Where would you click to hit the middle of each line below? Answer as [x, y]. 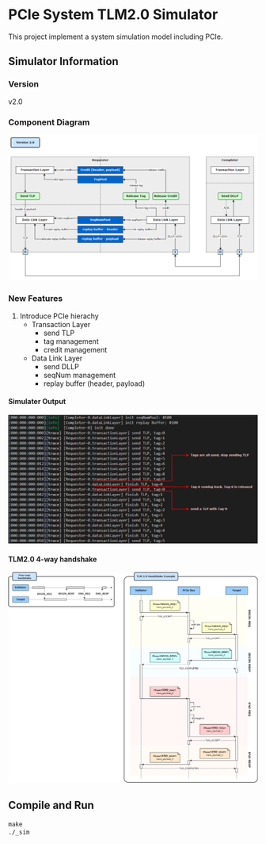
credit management [75, 349]
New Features [36, 299]
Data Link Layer [57, 358]
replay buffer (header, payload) [94, 383]
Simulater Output [37, 402]
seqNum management [80, 375]
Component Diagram [49, 122]
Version [24, 84]
